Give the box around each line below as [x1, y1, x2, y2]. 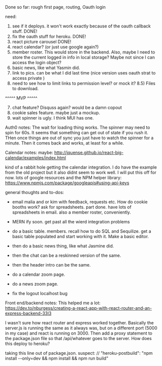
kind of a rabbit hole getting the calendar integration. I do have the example [5, 164, 157, 170]
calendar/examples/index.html [5, 155, 66, 161]
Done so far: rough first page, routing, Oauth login [5, 4, 106, 10]
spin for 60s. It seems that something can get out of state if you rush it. [5, 130, 148, 135]
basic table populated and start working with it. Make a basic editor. [12, 234, 149, 239]
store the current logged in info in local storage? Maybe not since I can [12, 54, 155, 60]
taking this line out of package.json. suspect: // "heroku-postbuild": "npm [5, 350, 153, 356]
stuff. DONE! [12, 28, 38, 34]
